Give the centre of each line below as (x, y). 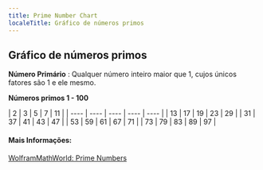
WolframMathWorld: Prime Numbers (68, 158)
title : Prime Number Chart (53, 15)
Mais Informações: (40, 140)
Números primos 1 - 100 (49, 98)
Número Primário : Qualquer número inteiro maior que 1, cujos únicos (123, 74)
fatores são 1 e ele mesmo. (52, 83)
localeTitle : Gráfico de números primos (77, 23)
